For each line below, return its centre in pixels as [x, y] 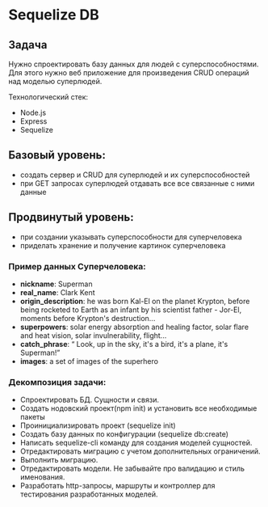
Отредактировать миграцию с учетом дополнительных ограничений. [140, 451]
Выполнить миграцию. [59, 460]
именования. [42, 477]
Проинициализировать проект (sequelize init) [98, 425]
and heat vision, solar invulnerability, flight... [93, 335]
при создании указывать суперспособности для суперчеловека [131, 237]
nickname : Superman [56, 284]
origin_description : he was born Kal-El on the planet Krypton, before [135, 301]
